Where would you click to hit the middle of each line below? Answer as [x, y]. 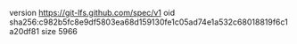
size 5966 [60, 31]
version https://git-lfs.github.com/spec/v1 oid [92, 13]
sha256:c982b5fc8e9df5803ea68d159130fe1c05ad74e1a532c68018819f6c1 [148, 22]
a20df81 [25, 31]
